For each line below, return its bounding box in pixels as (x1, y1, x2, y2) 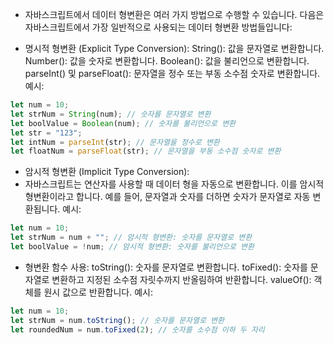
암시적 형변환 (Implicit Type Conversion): (24, 166, 190, 178)
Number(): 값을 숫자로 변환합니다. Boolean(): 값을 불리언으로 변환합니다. (24, 55, 310, 67)
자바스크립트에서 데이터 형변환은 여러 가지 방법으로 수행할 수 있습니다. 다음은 (24, 9, 325, 20)
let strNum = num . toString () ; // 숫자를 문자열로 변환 (10, 315, 225, 325)
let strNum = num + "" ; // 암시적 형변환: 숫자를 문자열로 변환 (10, 233, 253, 243)
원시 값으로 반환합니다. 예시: (43, 286, 153, 298)
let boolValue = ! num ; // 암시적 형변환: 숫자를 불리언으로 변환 (10, 242, 255, 252)
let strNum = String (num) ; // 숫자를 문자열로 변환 (10, 109, 212, 119)
